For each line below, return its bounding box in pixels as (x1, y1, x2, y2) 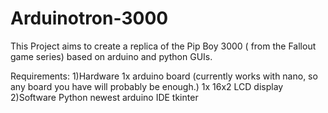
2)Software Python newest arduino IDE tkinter (10, 91, 199, 103)
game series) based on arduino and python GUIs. (10, 50, 213, 62)
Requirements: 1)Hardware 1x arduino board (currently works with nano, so (10, 70, 318, 82)
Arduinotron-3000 (10, 7, 169, 30)
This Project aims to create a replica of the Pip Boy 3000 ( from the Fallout (10, 40, 317, 52)
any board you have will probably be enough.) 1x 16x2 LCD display (10, 80, 284, 92)
